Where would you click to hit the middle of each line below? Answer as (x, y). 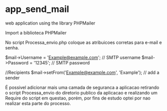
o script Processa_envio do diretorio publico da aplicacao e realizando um (81, 92)
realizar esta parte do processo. (38, 103)
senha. (12, 47)
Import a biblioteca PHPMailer (36, 32)
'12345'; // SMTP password (62, 62)
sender (12, 77)
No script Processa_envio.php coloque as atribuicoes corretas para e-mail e (83, 42)
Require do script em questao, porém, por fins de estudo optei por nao (78, 98)
